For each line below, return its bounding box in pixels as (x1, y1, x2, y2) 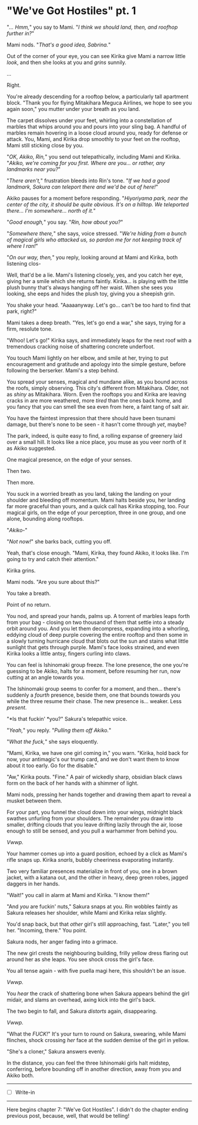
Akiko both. (6, 1072, 35, 1079)
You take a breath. (6, 589, 51, 597)
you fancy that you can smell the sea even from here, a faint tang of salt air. (6, 403, 190, 410)
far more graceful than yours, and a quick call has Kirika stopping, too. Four (6, 502, 190, 509)
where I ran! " (6, 242, 39, 249)
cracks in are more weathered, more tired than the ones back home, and (6, 397, 182, 404)
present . (6, 704, 27, 711)
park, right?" (6, 307, 37, 315)
